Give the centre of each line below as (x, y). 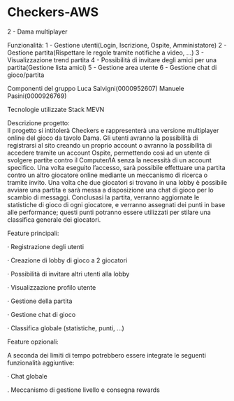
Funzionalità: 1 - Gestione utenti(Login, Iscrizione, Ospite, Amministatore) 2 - (117, 45)
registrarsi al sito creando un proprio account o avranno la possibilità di (110, 145)
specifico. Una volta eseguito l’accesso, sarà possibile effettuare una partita (116, 167)
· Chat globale (27, 376)
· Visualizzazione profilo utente (52, 287)
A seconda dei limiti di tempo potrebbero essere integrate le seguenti (107, 355)
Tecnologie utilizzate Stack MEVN (56, 109)
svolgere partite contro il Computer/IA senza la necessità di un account (109, 160)
